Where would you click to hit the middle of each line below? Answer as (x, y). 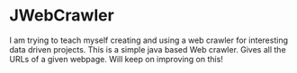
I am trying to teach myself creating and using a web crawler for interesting (149, 40)
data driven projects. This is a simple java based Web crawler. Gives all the (148, 49)
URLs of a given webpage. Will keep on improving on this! (116, 59)
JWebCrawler (62, 16)
